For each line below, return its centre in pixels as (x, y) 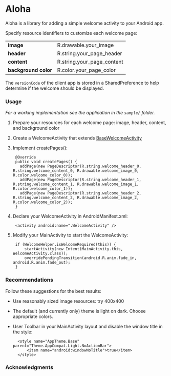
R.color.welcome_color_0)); (42, 175)
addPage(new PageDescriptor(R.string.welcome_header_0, (81, 166)
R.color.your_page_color (87, 70)
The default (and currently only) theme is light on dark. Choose (79, 311)
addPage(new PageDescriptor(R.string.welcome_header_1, (81, 180)
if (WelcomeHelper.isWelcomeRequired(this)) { (66, 245)
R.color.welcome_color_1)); (42, 189)
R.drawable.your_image (85, 45)
